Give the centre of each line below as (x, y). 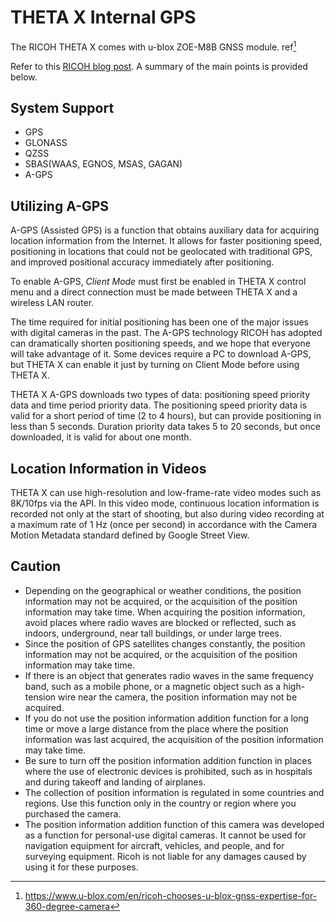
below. (24, 77)
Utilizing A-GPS (60, 206)
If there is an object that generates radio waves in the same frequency (169, 675)
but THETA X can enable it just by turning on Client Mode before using (155, 365)
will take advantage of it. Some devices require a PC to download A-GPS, (161, 354)
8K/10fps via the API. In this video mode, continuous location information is (165, 503)
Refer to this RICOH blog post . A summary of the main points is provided (159, 66)
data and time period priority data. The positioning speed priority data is (159, 405)
